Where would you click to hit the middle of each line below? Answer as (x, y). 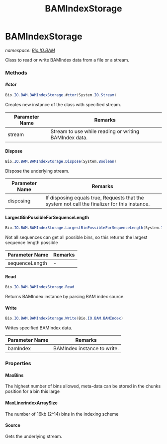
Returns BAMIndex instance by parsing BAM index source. (65, 297)
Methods (16, 72)
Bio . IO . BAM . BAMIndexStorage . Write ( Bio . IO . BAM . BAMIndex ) (64, 318)
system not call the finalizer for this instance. (98, 204)
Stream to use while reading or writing (95, 131)
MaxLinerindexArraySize (32, 403)
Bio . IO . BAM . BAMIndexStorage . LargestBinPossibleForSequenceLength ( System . (83, 228)
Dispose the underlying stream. (37, 171)
